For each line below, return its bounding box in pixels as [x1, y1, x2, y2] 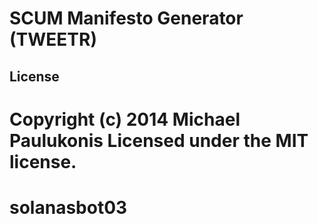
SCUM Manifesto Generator [9, 7, 244, 30]
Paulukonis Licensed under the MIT [9, 129, 309, 152]
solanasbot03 [9, 196, 128, 219]
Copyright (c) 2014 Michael [9, 108, 241, 131]
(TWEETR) [9, 28, 97, 51]
